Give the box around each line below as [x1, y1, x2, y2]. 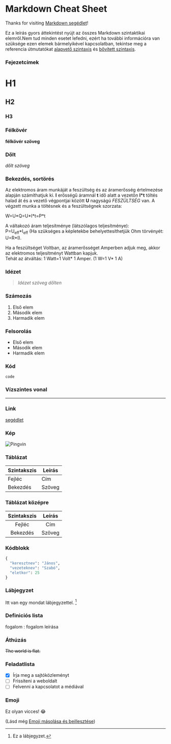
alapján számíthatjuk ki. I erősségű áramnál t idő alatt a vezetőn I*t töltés [5, 192, 158, 199]
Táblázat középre [5, 499, 49, 506]
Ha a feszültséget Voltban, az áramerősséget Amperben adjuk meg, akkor [5, 245, 160, 251]
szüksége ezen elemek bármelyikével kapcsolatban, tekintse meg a [5, 40, 147, 46]
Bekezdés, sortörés [5, 175, 54, 182]
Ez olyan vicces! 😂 [5, 708, 46, 714]
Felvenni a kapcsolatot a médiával [12, 683, 84, 690]
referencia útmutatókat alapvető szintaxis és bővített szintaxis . [5, 46, 136, 52]
